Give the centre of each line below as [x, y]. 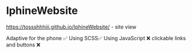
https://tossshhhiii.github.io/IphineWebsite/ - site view [71, 27]
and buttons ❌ [23, 44]
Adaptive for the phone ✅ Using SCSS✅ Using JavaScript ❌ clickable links [96, 38]
